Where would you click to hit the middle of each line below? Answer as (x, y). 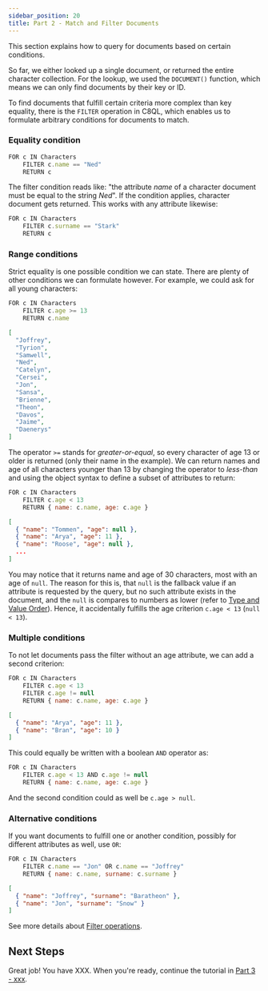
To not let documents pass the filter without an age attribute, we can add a (131, 655)
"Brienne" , (34, 400)
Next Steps (36, 951)
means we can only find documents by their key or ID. (97, 87)
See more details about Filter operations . (75, 926)
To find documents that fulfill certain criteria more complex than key (120, 103)
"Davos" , (30, 415)
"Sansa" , (30, 392)
